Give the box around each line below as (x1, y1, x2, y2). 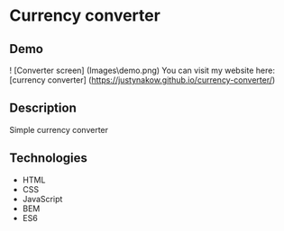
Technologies (9, 150, 88, 166)
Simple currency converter (9, 124, 109, 135)
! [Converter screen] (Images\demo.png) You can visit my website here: (9, 65, 275, 76)
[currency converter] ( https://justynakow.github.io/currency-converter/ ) (9, 75, 276, 85)
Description (9, 101, 77, 116)
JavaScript (22, 193, 63, 204)
